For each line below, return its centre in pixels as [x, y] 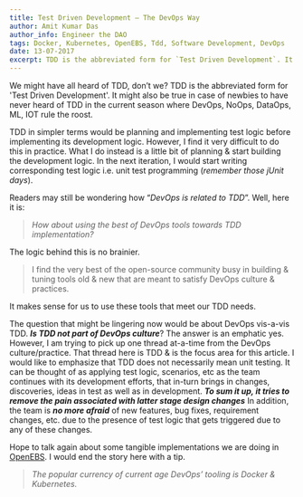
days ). [21, 180]
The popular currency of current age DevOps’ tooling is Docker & [153, 474]
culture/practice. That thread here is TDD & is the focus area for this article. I [152, 353]
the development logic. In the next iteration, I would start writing [128, 161]
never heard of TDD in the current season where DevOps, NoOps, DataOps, [150, 105]
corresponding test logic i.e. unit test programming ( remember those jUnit [147, 170]
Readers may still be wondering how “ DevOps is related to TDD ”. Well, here [149, 197]
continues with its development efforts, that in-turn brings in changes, [140, 382]
